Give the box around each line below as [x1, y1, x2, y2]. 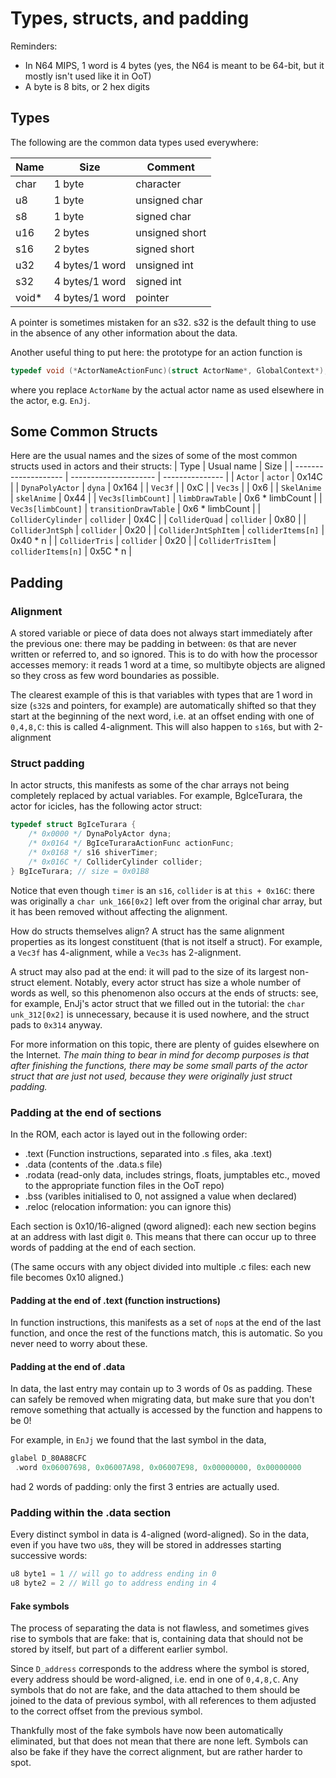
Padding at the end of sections [10, 1105, 162, 1119]
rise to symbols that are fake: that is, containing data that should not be [10, 1633, 304, 1645]
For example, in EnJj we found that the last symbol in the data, [10, 1434, 267, 1446]
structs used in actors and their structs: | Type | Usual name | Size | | [10, 460, 293, 472]
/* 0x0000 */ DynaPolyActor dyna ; [28, 829, 172, 839]
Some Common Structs [10, 423, 158, 441]
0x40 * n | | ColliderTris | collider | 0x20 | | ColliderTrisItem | [10, 535, 277, 547]
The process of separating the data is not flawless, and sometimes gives [10, 1622, 310, 1634]
